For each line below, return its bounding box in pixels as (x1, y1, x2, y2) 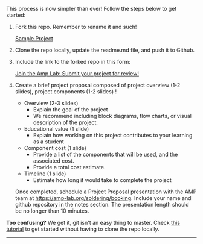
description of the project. (33, 119, 98, 126)
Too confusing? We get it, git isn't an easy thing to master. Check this (6, 219, 180, 226)
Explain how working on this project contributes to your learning (33, 132, 193, 139)
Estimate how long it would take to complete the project (33, 177, 172, 183)
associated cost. (33, 157, 74, 164)
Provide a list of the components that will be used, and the (33, 151, 178, 158)
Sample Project (14, 35, 53, 42)
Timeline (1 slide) (24, 170, 66, 177)
